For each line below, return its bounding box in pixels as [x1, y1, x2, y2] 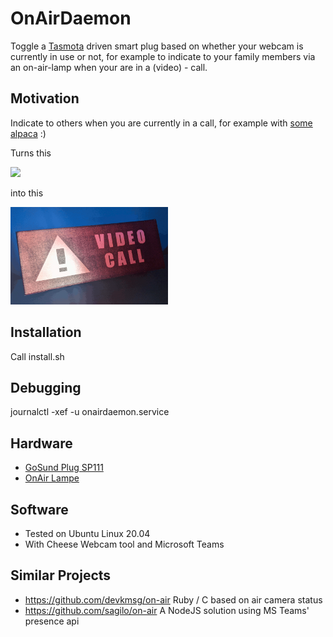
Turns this [10, 147, 52, 159]
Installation [10, 324, 82, 341]
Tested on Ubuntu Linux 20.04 [24, 528, 151, 540]
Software [10, 501, 69, 518]
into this [10, 187, 44, 199]
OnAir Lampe [24, 472, 80, 484]
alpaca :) [10, 127, 47, 139]
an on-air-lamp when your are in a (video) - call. [10, 61, 208, 73]
